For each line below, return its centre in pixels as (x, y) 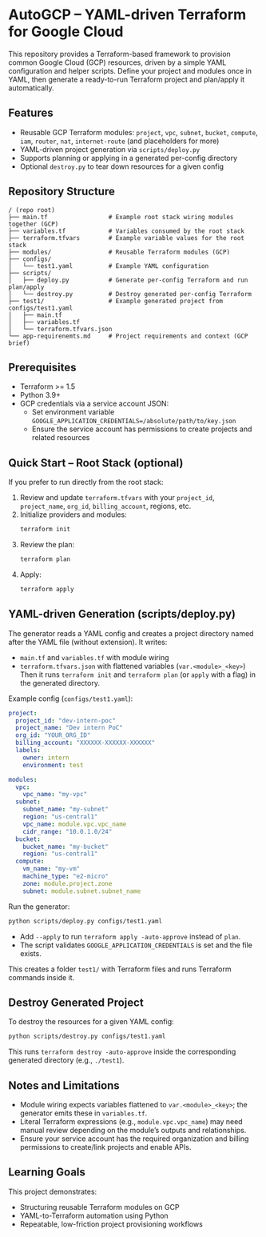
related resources (61, 438)
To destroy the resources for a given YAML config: (91, 1022)
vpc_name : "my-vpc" (55, 795)
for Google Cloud (66, 32)
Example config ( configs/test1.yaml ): (71, 699)
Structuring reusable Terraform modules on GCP (99, 1207)
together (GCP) (34, 224)
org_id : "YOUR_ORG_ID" (53, 735)
